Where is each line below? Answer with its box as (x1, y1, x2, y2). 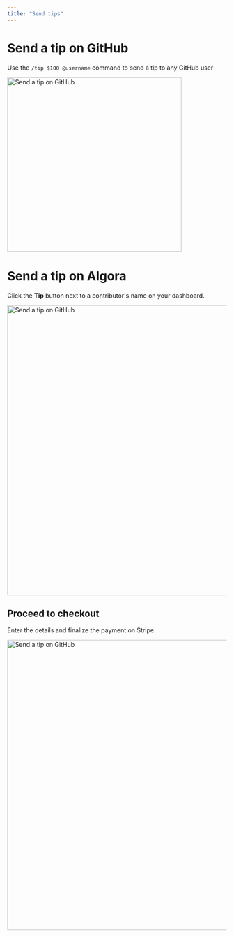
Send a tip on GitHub (7, 40, 129, 56)
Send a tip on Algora (7, 268, 127, 284)
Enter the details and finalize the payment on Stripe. (7, 626, 156, 634)
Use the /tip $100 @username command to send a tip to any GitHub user (7, 63, 214, 72)
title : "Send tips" (7, 10, 64, 17)
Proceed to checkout (7, 607, 100, 619)
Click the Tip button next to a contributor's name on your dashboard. (7, 291, 205, 300)
